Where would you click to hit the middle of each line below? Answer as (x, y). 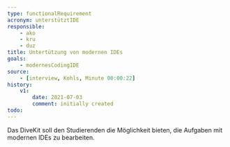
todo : (15, 110)
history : (20, 85)
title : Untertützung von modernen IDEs (65, 53)
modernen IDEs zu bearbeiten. (51, 137)
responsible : (26, 26)
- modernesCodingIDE (49, 65)
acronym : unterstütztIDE (43, 20)
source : (18, 71)
